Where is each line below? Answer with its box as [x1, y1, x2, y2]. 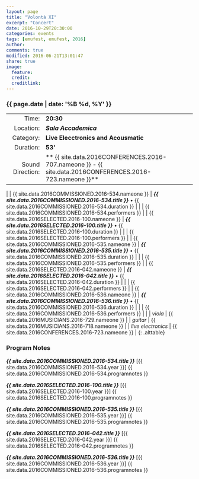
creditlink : [11, 81, 41, 87]
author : [6, 42, 25, 48]
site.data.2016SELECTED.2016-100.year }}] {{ [6, 388, 117, 395]
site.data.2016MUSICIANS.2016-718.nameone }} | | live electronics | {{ [6, 322, 177, 330]
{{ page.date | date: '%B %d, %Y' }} [6, 100, 112, 108]
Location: [14, 124, 40, 132]
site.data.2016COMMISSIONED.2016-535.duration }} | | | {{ [6, 253, 150, 261]
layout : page [6, 8, 38, 15]
